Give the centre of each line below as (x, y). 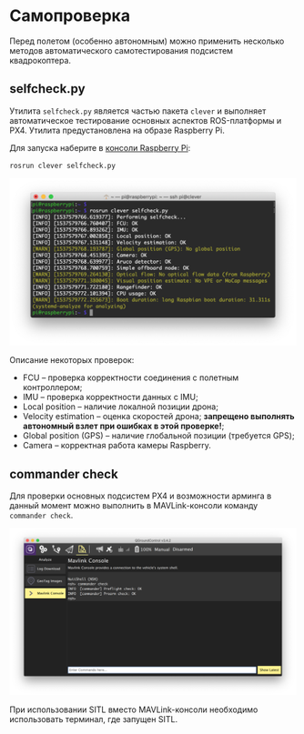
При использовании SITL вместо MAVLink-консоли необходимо (134, 709)
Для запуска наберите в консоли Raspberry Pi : (100, 147)
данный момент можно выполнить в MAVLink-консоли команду (134, 506)
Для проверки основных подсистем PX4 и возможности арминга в (141, 496)
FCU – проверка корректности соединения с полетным (131, 377)
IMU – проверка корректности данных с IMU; (110, 397)
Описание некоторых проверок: (72, 360)
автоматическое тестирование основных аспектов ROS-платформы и (146, 120)
